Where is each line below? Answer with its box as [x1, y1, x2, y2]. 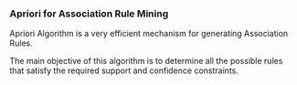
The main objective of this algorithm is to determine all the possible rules [9, 56, 283, 67]
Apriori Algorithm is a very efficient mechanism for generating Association [9, 28, 289, 39]
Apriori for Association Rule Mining [9, 7, 169, 20]
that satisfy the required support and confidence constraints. [9, 65, 239, 76]
